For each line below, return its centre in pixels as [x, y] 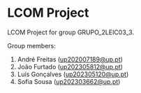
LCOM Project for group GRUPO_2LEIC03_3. [71, 32]
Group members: [31, 45]
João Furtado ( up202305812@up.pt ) [70, 66]
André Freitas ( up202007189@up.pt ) [70, 59]
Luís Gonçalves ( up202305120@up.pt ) [73, 74]
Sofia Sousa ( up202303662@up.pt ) [69, 81]
